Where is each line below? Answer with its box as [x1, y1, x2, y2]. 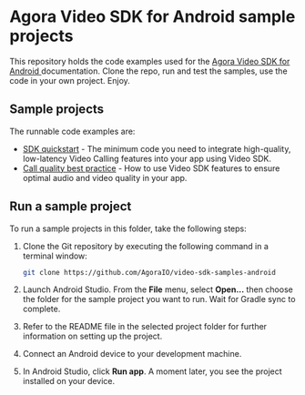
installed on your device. [22, 376, 116, 387]
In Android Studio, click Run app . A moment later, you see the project [22, 366, 282, 377]
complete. [22, 303, 61, 315]
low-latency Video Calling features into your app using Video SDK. [22, 153, 271, 164]
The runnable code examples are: [9, 126, 136, 137]
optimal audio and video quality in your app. [22, 172, 188, 183]
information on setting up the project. [22, 330, 163, 342]
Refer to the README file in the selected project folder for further [22, 321, 267, 332]
